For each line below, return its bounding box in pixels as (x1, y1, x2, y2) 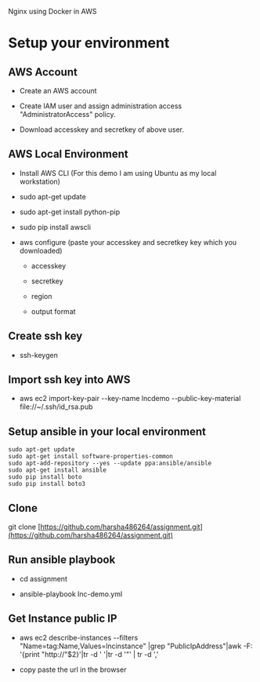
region (31, 291, 52, 301)
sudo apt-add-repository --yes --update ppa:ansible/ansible (8, 459, 212, 468)
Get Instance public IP (8, 612, 117, 625)
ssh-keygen (19, 350, 59, 359)
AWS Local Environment (8, 148, 128, 161)
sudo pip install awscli (19, 222, 92, 232)
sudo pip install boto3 (8, 480, 86, 488)
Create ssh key (8, 330, 83, 343)
